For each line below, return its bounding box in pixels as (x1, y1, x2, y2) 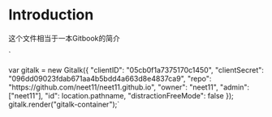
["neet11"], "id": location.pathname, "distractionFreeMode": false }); (8, 90, 234, 100)
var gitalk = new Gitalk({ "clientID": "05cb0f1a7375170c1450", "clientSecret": (8, 65, 264, 74)
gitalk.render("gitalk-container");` (8, 99, 120, 109)
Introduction (8, 6, 94, 24)
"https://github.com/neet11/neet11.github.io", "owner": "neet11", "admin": (8, 82, 250, 92)
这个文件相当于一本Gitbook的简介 (8, 33, 120, 43)
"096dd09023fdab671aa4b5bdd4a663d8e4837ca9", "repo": (8, 73, 212, 83)
